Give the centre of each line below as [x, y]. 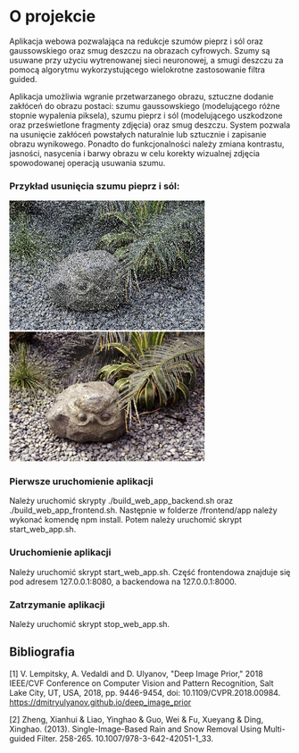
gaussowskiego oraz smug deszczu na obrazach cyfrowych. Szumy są [140, 50]
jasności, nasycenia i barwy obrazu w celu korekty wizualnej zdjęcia [135, 153]
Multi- [274, 729]
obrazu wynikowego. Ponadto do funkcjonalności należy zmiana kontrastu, [147, 144]
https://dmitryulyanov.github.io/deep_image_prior [100, 702]
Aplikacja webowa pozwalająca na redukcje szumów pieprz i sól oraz [136, 41]
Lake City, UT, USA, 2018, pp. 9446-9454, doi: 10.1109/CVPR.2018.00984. [145, 692]
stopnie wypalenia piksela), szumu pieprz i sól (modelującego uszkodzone [146, 115]
